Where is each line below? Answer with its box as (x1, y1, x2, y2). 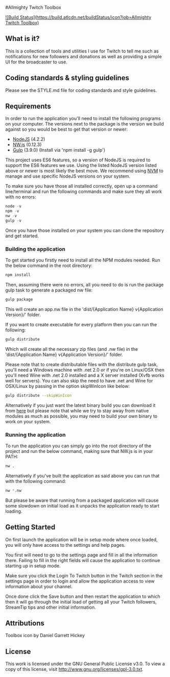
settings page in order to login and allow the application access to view (5, 578, 155, 584)
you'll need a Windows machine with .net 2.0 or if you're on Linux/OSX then (5, 367, 165, 373)
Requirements (5, 102, 51, 111)
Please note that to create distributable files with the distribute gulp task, (5, 361, 158, 367)
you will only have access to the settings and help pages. (5, 542, 126, 548)
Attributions (5, 619, 45, 627)
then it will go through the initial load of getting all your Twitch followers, (5, 598, 157, 605)
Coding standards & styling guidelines (5, 74, 129, 82)
